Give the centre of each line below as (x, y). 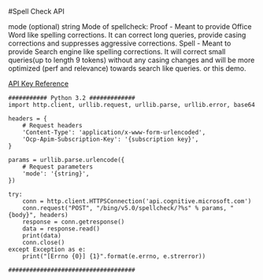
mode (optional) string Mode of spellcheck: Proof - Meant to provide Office (130, 26)
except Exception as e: (47, 249)
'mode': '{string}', (56, 174)
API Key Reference (39, 83)
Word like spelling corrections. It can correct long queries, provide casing (127, 35)
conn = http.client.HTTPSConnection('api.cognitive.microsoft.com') (137, 201)
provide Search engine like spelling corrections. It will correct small (117, 52)
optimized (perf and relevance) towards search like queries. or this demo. (127, 68)
